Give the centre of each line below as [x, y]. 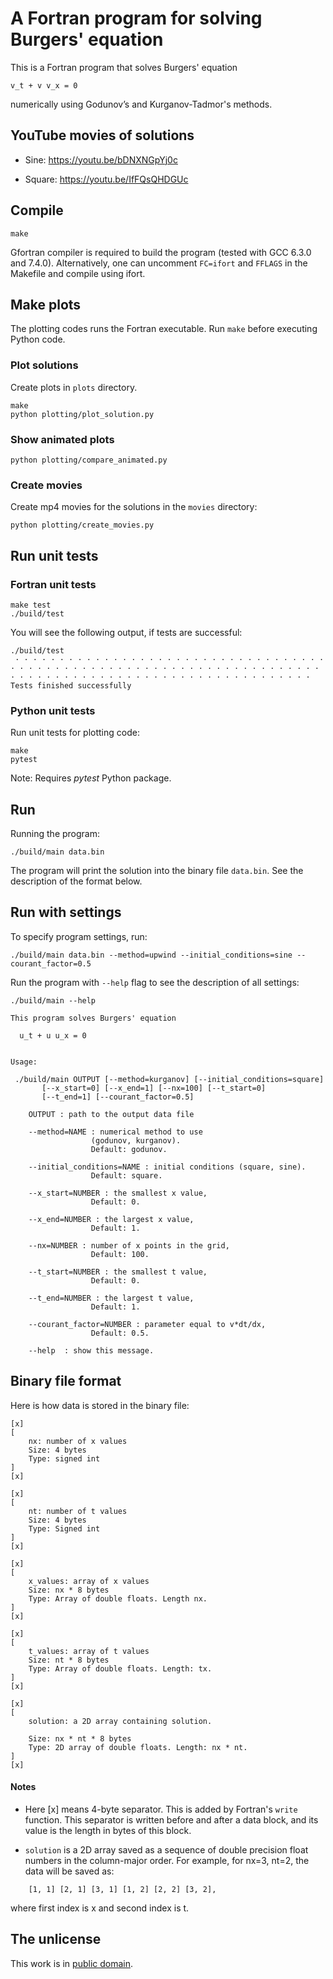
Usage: [24, 1062]
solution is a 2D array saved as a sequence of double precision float [166, 1849]
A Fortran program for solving [136, 18]
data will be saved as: [69, 1871]
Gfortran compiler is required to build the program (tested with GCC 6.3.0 [161, 252]
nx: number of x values [78, 1441]
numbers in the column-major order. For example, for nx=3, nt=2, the [167, 1860]
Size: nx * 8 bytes [69, 1590]
